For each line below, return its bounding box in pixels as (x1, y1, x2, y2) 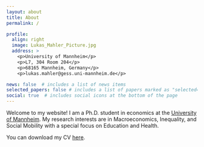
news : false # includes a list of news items (6, 81, 126, 88)
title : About (6, 15, 39, 21)
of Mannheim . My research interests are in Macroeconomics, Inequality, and (6, 116, 197, 123)
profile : (6, 31, 29, 37)
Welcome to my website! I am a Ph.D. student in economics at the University (6, 109, 197, 116)
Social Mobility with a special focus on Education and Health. (6, 122, 159, 129)
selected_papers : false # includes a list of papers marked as (6, 87, 170, 93)
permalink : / (6, 20, 39, 26)
